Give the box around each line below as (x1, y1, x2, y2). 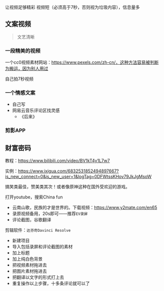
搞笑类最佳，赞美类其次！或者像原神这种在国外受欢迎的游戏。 (5, 184, 130, 190)
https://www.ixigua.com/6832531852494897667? (18, 168, 119, 174)
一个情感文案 (5, 90, 36, 97)
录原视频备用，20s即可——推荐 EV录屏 (12, 211, 88, 217)
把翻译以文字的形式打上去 (12, 274, 64, 280)
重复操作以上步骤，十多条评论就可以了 (12, 281, 90, 287)
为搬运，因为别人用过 (5, 66, 48, 72)
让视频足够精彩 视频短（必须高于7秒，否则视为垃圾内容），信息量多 (5, 4, 140, 10)
